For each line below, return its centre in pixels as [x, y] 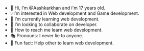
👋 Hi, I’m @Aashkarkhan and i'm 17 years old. [58, 8]
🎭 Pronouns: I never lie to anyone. [46, 35]
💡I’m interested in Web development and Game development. [75, 13]
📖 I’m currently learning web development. [55, 19]
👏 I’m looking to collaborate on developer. [54, 24]
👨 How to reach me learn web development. [56, 30]
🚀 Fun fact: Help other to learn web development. [62, 43]
